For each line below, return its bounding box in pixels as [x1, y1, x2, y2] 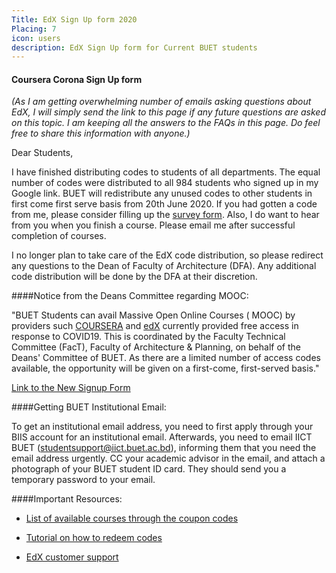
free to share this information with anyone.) [11, 127, 191, 140]
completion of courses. [11, 230, 107, 242]
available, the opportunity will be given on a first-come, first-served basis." [11, 362, 320, 375]
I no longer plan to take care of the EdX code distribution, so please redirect [11, 249, 324, 261]
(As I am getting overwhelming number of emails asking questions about [11, 96, 312, 108]
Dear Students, [11, 147, 74, 159]
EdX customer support [25, 551, 119, 563]
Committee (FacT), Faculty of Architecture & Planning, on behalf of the [11, 341, 301, 353]
